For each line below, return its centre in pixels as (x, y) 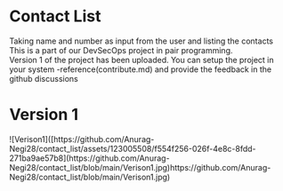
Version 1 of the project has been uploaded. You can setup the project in (141, 60)
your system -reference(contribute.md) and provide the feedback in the (141, 69)
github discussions (44, 78)
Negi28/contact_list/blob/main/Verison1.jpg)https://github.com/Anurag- (140, 167)
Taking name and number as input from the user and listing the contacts (141, 41)
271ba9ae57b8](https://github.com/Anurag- (90, 158)
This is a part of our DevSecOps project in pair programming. (121, 50)
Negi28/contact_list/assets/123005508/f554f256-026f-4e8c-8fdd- (133, 148)
